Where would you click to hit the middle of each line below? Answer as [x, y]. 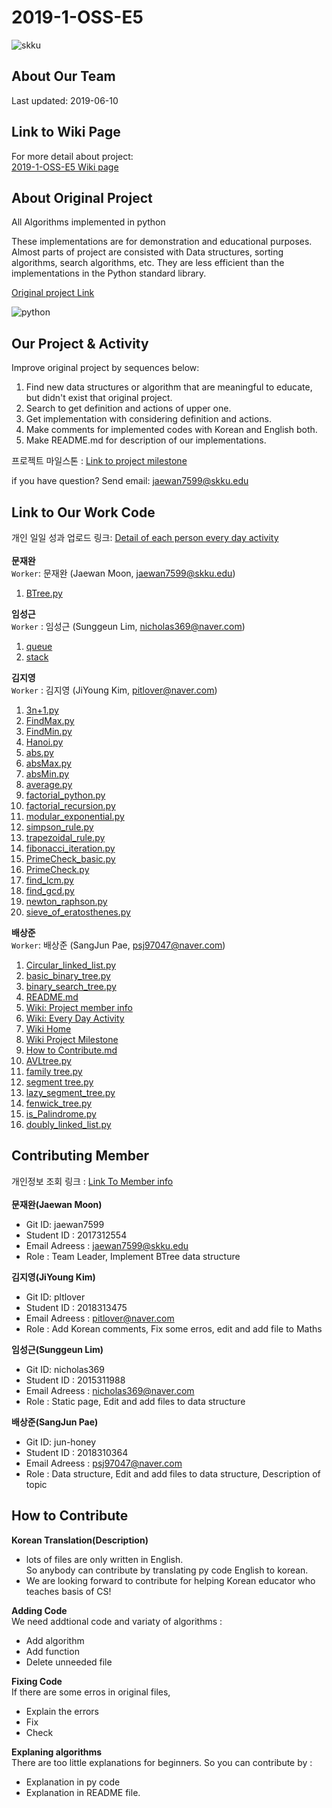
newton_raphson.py [66, 901]
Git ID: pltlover [55, 1297]
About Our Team [63, 76]
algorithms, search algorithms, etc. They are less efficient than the [148, 263]
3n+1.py [42, 710]
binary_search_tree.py [71, 986]
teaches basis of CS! [68, 1591]
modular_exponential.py [75, 816]
